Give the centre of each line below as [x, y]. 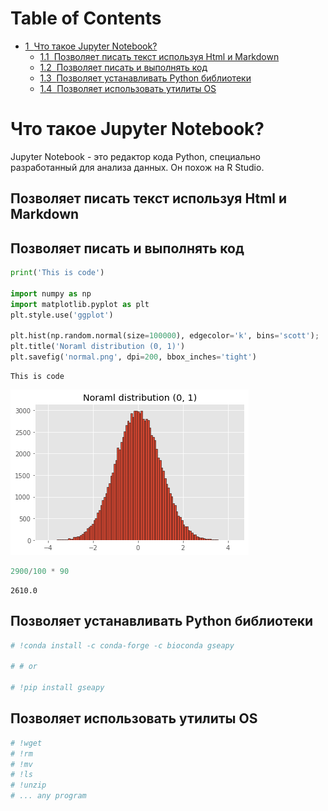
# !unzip [28, 785]
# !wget [26, 743]
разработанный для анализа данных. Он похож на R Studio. [137, 167]
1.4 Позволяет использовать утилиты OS [128, 88]
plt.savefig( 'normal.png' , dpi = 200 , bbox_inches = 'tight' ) [133, 357]
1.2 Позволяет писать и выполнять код [123, 67]
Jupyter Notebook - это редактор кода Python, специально [135, 156]
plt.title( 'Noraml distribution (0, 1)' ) [98, 347]
